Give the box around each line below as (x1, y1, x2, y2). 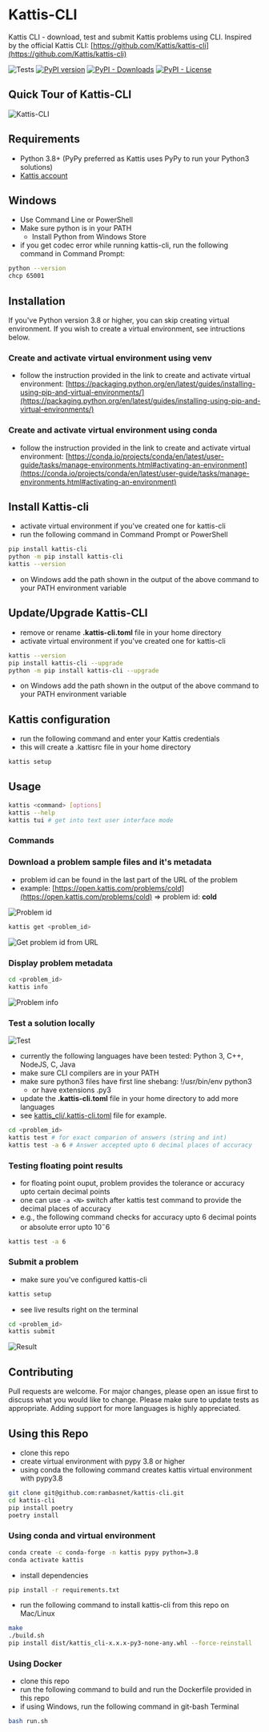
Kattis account (19, 171, 68, 180)
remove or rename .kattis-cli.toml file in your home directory (19, 627, 222, 637)
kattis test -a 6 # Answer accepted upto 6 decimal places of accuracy (8, 1141, 252, 1149)
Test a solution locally (8, 1017, 95, 1028)
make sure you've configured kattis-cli (19, 1275, 147, 1284)
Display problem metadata (8, 957, 114, 968)
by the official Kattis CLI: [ (8, 40, 94, 50)
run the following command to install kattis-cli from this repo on (19, 1600, 230, 1610)
